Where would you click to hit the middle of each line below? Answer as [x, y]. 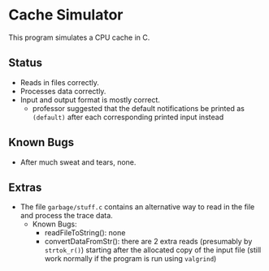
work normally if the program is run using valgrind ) [130, 259]
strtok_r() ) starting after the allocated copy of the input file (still [153, 250]
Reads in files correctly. [60, 82]
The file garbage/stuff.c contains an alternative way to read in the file [137, 207]
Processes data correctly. [63, 91]
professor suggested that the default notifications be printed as [139, 108]
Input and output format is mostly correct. [90, 100]
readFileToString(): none [85, 233]
